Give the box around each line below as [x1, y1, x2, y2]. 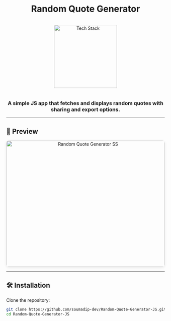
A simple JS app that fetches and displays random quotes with [8, 99, 163, 106]
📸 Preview [6, 127, 38, 136]
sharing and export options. [51, 106, 120, 113]
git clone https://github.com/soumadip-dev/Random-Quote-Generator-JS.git [6, 307, 166, 312]
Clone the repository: [6, 297, 50, 303]
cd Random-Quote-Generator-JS [6, 311, 70, 316]
